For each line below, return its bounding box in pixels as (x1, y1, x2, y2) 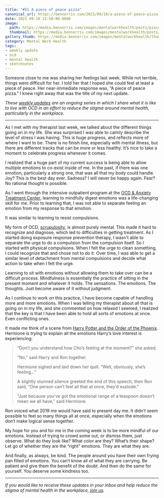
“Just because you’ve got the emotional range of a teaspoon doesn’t (17, 393, 155, 399)
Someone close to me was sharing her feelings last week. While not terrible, (5, 75, 158, 81)
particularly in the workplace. (5, 110, 64, 116)
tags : (5, 43, 16, 48)
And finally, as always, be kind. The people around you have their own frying (5, 453, 159, 458)
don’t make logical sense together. (5, 418, 75, 424)
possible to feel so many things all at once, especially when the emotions (5, 413, 152, 419)
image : (5, 20, 19, 26)
